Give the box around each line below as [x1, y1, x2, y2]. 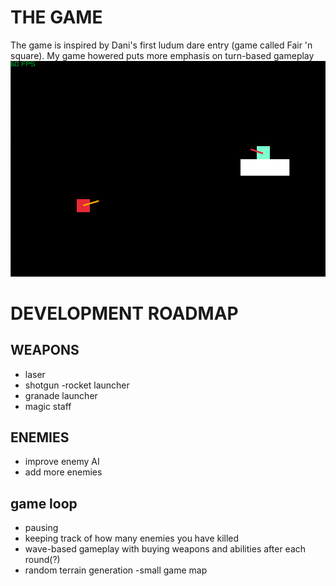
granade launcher [24, 389, 98, 401]
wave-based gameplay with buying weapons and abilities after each [24, 543, 307, 555]
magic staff [24, 400, 72, 412]
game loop [10, 495, 78, 512]
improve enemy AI [24, 456, 100, 468]
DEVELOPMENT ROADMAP [10, 302, 239, 325]
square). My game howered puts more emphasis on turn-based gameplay [10, 49, 315, 61]
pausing [24, 522, 59, 534]
